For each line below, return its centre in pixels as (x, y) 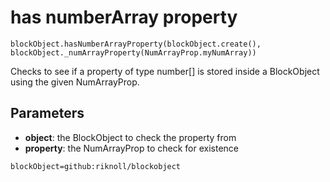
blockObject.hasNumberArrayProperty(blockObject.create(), (136, 44)
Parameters (47, 113)
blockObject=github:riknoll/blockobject (96, 166)
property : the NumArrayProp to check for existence (132, 148)
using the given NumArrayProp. (75, 82)
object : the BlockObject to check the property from (130, 137)
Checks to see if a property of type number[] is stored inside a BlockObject (165, 71)
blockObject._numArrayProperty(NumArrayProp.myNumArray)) (133, 52)
